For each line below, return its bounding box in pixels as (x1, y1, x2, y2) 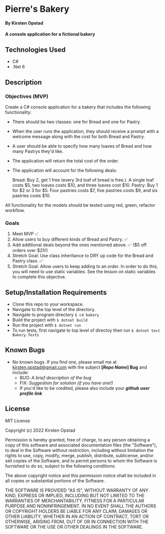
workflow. (5, 207, 25, 213)
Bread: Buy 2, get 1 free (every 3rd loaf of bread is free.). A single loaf (12, 177, 154, 183)
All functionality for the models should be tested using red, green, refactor (5, 202, 156, 208)
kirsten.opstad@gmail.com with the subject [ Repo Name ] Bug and (12, 364, 147, 370)
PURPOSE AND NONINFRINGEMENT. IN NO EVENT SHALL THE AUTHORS (5, 503, 157, 509)
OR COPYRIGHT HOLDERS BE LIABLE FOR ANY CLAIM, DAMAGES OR (5, 508, 148, 514)
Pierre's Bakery (5, 3, 70, 15)
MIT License (5, 417, 31, 424)
